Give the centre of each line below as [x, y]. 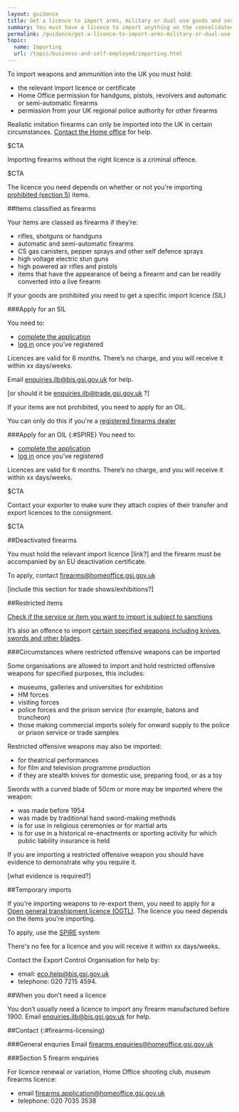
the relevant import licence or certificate [77, 88]
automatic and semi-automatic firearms [75, 244]
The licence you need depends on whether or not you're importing [105, 187]
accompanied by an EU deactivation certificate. [77, 561]
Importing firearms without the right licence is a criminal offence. [102, 159]
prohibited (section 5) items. [49, 194]
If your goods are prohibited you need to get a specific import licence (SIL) [117, 295]
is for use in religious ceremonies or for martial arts [92, 825]
